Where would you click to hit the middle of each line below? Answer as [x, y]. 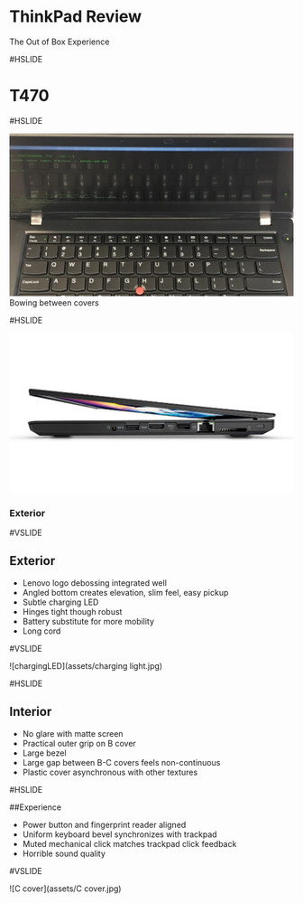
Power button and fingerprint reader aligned [104, 824]
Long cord [41, 631]
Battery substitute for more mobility [88, 621]
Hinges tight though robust [72, 611]
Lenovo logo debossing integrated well [94, 583]
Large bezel [44, 753]
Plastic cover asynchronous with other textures [110, 772]
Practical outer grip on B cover [79, 743]
